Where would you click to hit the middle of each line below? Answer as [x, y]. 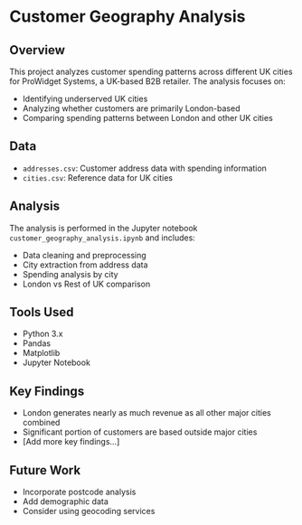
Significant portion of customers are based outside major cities [140, 432]
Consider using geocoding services [89, 511]
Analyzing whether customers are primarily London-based [131, 108]
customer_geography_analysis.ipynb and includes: [103, 238]
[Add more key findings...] [71, 442]
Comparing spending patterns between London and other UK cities [147, 118]
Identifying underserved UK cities [85, 98]
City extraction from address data [85, 265]
